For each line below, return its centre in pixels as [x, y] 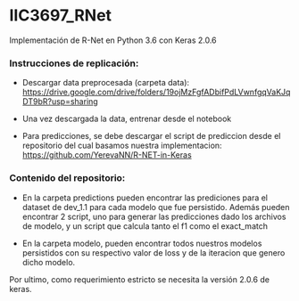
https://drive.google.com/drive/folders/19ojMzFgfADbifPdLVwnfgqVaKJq [156, 92]
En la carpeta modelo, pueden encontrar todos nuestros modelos [142, 243]
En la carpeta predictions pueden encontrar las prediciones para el [145, 198]
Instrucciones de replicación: [74, 63]
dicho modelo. [49, 262]
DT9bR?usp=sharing [60, 102]
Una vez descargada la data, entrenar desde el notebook [127, 119]
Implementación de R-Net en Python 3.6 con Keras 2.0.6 [113, 40]
